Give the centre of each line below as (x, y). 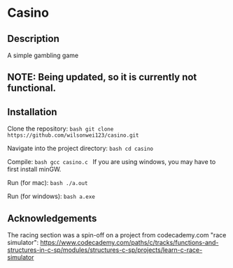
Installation (32, 112)
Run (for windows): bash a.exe (51, 196)
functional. (32, 88)
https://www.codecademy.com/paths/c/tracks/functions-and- (129, 243)
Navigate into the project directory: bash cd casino (80, 149)
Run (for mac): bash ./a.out (48, 183)
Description (33, 39)
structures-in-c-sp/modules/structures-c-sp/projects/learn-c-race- (105, 250)
